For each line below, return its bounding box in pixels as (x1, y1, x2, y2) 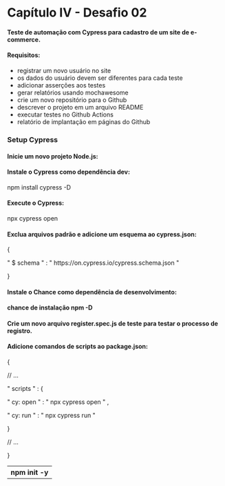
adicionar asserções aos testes (17, 81, 106, 89)
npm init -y (10, 467, 49, 477)
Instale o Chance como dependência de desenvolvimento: (7, 287, 178, 296)
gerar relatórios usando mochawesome (17, 88, 129, 97)
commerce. (7, 35, 41, 43)
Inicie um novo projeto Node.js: (7, 152, 98, 160)
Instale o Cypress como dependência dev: (7, 168, 131, 176)
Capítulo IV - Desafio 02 (7, 5, 147, 21)
